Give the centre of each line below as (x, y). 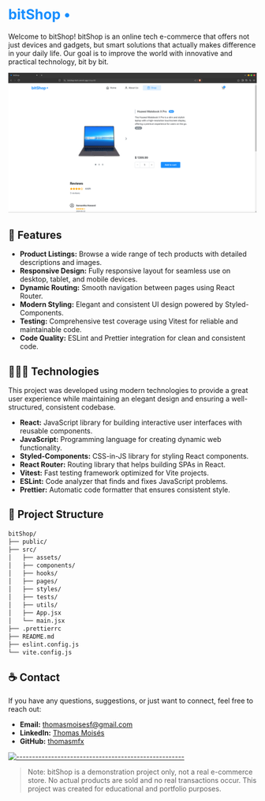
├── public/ (28, 542)
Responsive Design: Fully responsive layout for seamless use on (125, 271)
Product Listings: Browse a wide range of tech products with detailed (133, 254)
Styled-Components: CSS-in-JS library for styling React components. (134, 456)
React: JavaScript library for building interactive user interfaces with (131, 423)
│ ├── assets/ (35, 557)
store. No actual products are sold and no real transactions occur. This (142, 780)
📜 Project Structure (56, 514)
